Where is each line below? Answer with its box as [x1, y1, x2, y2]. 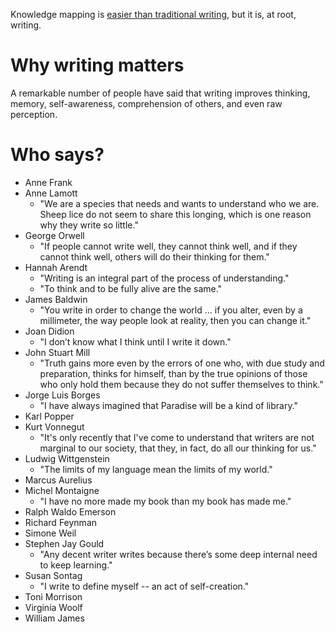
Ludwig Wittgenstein [24, 452, 110, 464]
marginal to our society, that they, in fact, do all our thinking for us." [39, 442, 317, 454]
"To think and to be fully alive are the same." [39, 282, 223, 294]
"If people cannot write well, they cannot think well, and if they [39, 240, 298, 252]
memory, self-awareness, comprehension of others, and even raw [10, 97, 283, 109]
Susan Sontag [24, 569, 83, 581]
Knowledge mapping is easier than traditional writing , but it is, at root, [10, 9, 297, 20]
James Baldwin [24, 293, 88, 305]
